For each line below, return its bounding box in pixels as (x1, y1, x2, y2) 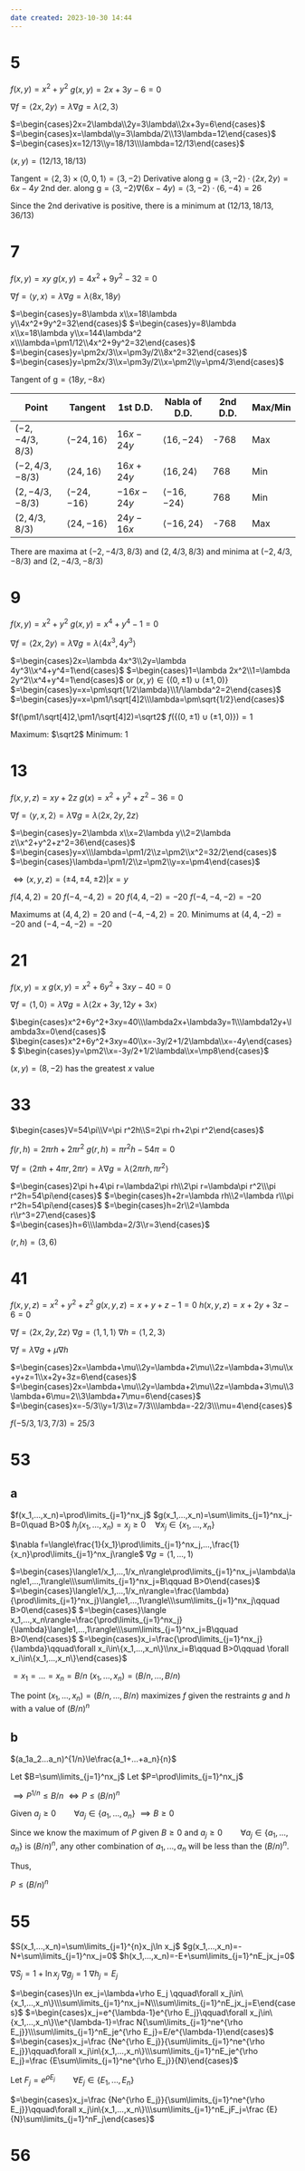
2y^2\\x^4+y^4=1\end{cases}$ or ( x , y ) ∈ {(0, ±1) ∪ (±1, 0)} (10, 675, 229, 686)
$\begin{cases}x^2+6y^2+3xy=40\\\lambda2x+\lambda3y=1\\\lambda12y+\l (10, 1016, 292, 1028)
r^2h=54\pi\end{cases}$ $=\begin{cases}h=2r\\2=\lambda (10, 1199, 230, 1210)
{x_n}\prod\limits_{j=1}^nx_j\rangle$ (10, 1548, 144, 1559)
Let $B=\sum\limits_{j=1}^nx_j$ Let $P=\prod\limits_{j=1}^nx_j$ (10, 1771, 243, 1782)
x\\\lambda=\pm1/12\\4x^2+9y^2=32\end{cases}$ (10, 337, 195, 348)
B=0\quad (10, 1519, 48, 1531)
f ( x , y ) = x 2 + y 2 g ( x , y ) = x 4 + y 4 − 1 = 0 (10, 617, 159, 629)
